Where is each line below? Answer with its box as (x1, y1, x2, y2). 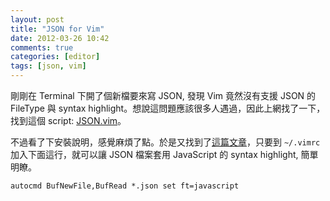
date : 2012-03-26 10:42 (10, 33, 110, 43)
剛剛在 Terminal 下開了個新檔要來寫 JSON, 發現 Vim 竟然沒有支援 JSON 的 (10, 90, 317, 101)
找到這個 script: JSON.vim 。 (10, 115, 127, 126)
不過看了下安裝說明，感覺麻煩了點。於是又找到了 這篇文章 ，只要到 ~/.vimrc (10, 136, 321, 148)
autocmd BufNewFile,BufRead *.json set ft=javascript (10, 181, 240, 191)
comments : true (10, 42, 74, 53)
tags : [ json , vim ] (10, 61, 87, 71)
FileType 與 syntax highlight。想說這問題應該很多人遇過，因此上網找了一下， (10, 102, 326, 114)
